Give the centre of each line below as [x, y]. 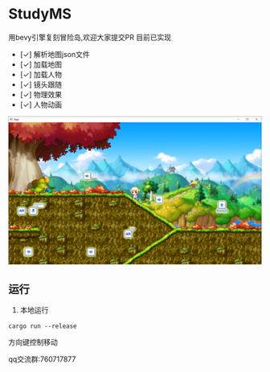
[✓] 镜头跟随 [41, 84]
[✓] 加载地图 [41, 64]
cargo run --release [43, 326]
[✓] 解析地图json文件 [55, 54]
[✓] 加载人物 [41, 74]
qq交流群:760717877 [42, 359]
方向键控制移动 [33, 342]
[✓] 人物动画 [41, 104]
